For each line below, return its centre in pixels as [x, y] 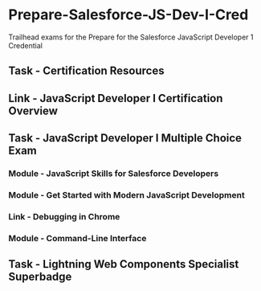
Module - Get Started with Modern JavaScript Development [126, 195]
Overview [33, 111]
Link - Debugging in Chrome [64, 216]
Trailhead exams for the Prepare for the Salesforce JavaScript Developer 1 [131, 37]
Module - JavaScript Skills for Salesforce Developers [114, 174]
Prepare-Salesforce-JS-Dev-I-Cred [128, 15]
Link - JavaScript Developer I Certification [116, 98]
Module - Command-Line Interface [77, 238]
